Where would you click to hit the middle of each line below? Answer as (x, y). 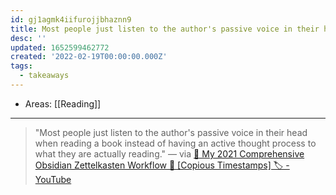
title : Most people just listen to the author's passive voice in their (165, 29)
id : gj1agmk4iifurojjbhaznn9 (71, 19)
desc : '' (28, 38)
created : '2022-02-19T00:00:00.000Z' (89, 57)
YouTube (53, 179)
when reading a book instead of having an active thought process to (175, 143)
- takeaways (44, 76)
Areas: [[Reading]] (63, 103)
